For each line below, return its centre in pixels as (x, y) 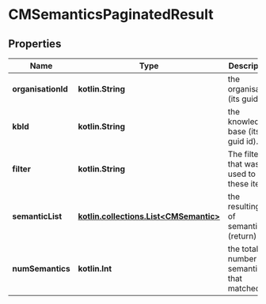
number (242, 259)
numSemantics (41, 268)
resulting (244, 206)
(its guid (243, 99)
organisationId (40, 89)
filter (22, 169)
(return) (242, 236)
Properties (35, 44)
